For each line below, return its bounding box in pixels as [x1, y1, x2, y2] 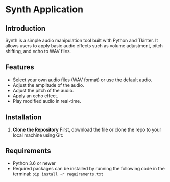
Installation [5, 113, 42, 122]
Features [5, 63, 34, 72]
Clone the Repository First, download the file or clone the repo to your [12, 126, 162, 133]
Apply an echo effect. [12, 93, 59, 99]
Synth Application [5, 4, 83, 15]
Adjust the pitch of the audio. [12, 87, 74, 93]
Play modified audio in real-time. [12, 98, 81, 104]
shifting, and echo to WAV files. [5, 48, 71, 54]
